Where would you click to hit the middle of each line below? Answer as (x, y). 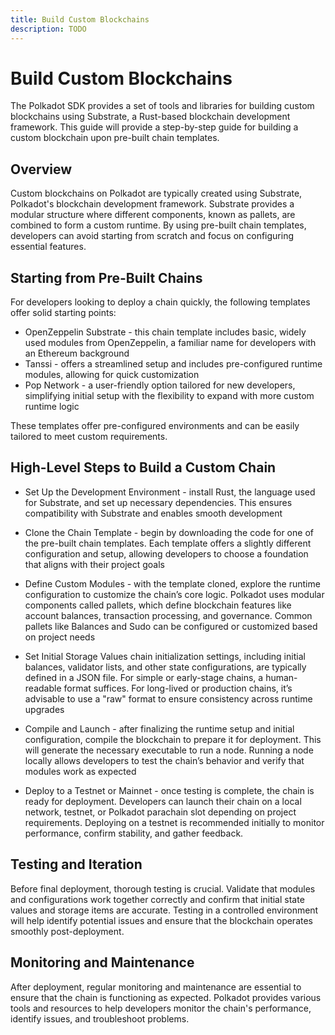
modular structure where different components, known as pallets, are (153, 215)
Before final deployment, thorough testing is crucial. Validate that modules (163, 888)
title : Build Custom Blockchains (80, 19)
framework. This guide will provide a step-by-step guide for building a (154, 127)
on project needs (60, 637)
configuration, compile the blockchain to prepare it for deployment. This (173, 739)
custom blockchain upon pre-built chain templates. (115, 138)
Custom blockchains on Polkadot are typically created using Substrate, (156, 193)
